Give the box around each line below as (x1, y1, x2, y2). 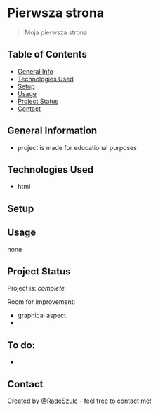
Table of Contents (7, 48, 88, 60)
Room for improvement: (7, 298, 76, 306)
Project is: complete (7, 284, 65, 293)
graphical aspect (17, 311, 67, 320)
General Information (7, 125, 98, 137)
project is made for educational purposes (17, 143, 137, 152)
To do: (7, 339, 36, 351)
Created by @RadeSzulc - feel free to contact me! (7, 397, 152, 405)
